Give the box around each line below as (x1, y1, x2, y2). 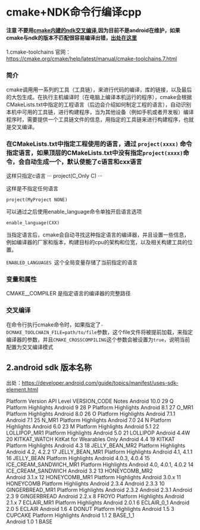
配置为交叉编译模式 (6, 343, 54, 350)
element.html (6, 386, 39, 393)
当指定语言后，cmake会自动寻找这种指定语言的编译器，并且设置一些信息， (6, 231, 189, 238)
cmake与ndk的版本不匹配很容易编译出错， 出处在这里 (6, 34, 137, 41)
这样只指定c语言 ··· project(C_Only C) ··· (6, 172, 103, 179)
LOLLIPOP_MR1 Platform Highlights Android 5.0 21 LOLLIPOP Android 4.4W (6, 429, 190, 436)
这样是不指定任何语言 (6, 184, 58, 192)
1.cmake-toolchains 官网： (6, 48, 71, 56)
